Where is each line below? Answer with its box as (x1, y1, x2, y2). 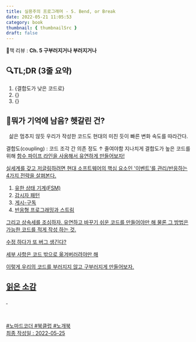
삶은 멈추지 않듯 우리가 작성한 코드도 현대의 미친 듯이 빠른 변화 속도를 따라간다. (8, 132, 188, 139)
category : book (6, 19, 43, 25)
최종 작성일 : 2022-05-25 (6, 329, 66, 336)
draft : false (6, 30, 38, 36)
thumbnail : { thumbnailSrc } (6, 25, 77, 31)
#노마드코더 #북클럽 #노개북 (6, 322, 71, 329)
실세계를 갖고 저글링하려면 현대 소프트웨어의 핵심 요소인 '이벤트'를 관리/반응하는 (6, 165, 188, 172)
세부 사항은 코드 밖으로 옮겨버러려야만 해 (6, 250, 98, 257)
